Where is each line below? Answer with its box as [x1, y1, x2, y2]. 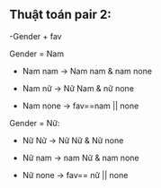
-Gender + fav [9, 30, 62, 41]
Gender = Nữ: [9, 117, 60, 128]
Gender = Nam [9, 48, 65, 59]
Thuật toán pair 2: [9, 7, 112, 22]
